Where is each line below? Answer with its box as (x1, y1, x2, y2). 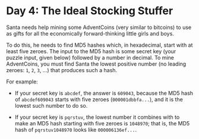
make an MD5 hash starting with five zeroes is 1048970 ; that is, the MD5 (14, 119, 190, 127)
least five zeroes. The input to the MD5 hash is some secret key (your (6, 47, 176, 54)
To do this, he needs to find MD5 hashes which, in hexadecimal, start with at (6, 41, 193, 49)
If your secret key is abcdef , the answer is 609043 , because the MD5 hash (14, 89, 194, 96)
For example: (6, 78, 39, 85)
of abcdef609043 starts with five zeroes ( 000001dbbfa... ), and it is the (14, 96, 183, 103)
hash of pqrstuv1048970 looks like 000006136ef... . (14, 126, 137, 133)
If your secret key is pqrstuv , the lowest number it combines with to (14, 114, 180, 121)
